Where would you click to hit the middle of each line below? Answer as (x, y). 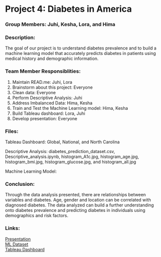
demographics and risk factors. (37, 216)
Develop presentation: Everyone (45, 118)
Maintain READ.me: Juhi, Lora (42, 82)
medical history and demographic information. (52, 59)
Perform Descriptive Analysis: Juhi (47, 98)
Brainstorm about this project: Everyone (53, 87)
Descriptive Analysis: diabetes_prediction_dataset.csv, (60, 151)
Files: (12, 131)
